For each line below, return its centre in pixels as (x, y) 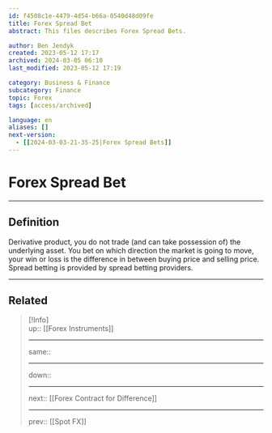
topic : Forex (30, 98)
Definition (34, 222)
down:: (40, 375)
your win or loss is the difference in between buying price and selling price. (134, 259)
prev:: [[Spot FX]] (57, 422)
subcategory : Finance (45, 90)
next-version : (32, 135)
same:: (39, 352)
